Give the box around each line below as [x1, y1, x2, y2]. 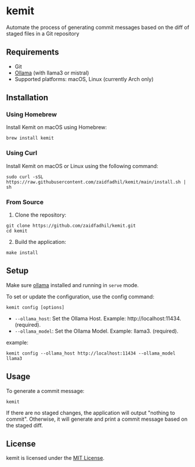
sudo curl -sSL [6, 173, 44, 180]
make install [6, 250, 38, 256]
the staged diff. [6, 421, 43, 429]
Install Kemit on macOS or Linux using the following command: [6, 162, 158, 169]
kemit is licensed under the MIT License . [6, 455, 105, 462]
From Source [6, 198, 44, 206]
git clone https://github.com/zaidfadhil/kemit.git [6, 223, 136, 229]
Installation [6, 93, 48, 103]
